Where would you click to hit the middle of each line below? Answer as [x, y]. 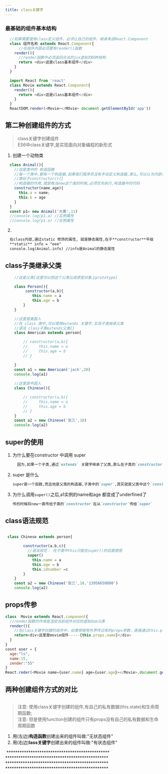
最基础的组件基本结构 [31, 28]
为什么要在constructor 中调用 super [49, 455]
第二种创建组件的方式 [38, 125]
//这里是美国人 [28, 319]
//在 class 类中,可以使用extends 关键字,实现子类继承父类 [69, 324]
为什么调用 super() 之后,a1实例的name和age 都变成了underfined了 [79, 494]
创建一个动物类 [28, 155]
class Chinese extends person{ [40, 537]
